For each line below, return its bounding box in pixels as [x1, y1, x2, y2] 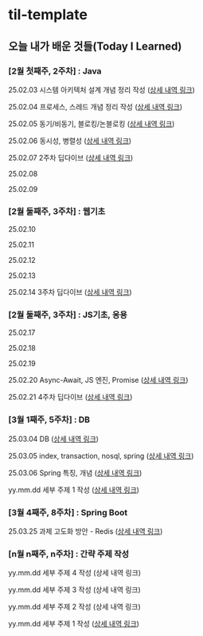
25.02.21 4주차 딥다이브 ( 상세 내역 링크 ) [8, 392, 133, 402]
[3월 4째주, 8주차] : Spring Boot [8, 507, 128, 518]
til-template [8, 6, 88, 24]
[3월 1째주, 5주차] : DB [8, 414, 90, 425]
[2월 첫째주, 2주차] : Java [8, 66, 102, 77]
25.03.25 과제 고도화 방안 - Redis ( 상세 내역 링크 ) [8, 527, 163, 536]
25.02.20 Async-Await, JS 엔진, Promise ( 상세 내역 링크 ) [8, 376, 189, 385]
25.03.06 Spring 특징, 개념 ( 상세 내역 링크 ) [8, 467, 142, 477]
